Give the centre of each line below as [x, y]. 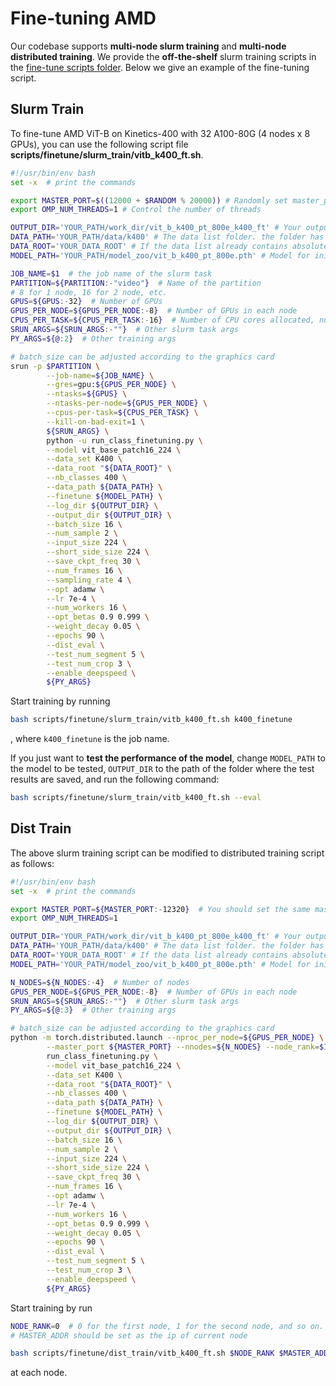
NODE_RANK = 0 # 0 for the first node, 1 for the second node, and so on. [167, 1326]
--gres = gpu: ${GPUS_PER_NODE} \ [111, 385]
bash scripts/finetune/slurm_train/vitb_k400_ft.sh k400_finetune [151, 720]
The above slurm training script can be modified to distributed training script [167, 853]
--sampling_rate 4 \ [89, 580]
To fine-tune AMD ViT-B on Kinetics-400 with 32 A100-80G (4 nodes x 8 [160, 133]
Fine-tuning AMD [83, 18]
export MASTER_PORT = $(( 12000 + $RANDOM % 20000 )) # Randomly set [149, 200]
